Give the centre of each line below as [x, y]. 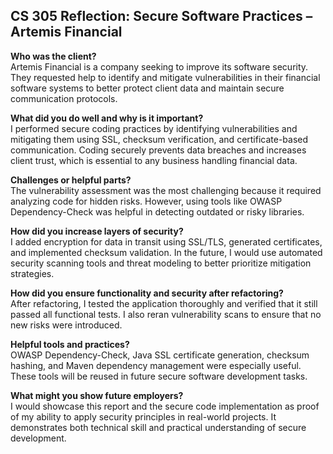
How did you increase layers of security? [97, 231]
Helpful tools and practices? [70, 344]
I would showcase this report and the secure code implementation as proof [165, 406]
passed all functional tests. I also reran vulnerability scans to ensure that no [166, 314]
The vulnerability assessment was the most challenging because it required [166, 190]
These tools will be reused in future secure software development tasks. [159, 376]
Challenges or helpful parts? [71, 180]
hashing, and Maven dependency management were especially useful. [156, 365]
